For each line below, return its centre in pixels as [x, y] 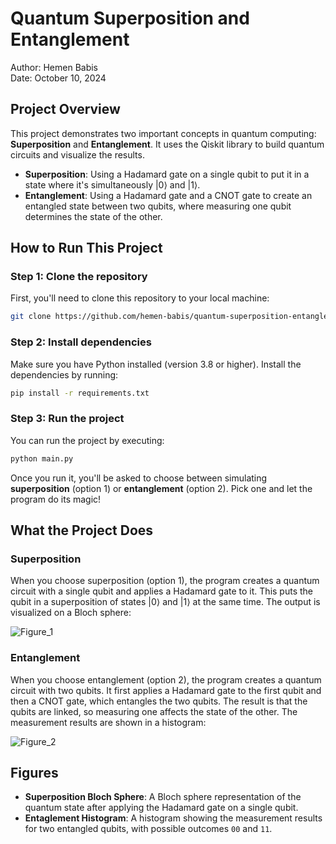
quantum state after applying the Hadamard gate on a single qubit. [161, 808]
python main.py [42, 458]
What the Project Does [82, 530]
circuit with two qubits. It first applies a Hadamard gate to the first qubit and [166, 690]
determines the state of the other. [93, 216]
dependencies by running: [64, 374]
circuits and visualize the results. [77, 154]
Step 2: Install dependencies [81, 342]
